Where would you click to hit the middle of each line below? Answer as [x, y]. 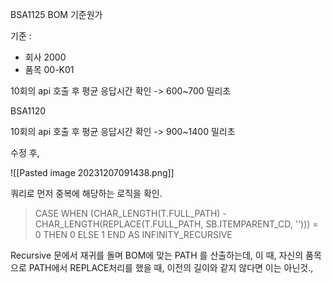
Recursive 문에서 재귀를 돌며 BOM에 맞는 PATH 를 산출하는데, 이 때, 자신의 [157, 255]
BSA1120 [28, 111]
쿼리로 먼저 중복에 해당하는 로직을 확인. [86, 193]
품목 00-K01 [49, 69]
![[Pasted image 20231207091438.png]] [92, 172]
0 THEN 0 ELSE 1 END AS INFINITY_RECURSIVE [133, 234]
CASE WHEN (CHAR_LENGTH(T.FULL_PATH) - [130, 213]
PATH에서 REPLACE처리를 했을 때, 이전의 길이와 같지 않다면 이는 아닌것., [171, 267]
